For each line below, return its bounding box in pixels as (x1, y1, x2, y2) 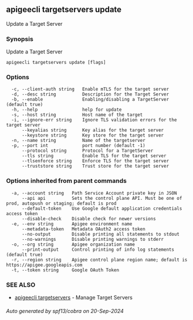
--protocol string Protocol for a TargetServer (21, 148, 154, 154)
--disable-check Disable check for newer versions (21, 216, 157, 222)
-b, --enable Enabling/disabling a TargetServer (11, 97, 169, 103)
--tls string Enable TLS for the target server (21, 153, 167, 159)
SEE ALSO (6, 281, 36, 289)
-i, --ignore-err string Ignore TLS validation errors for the (11, 117, 177, 123)
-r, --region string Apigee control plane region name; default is (11, 257, 188, 263)
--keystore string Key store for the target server (21, 132, 164, 138)
